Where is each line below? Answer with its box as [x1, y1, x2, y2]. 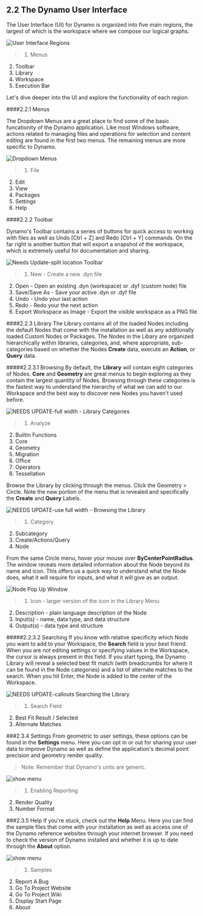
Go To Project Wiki [15, 891, 62, 898]
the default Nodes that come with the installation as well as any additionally [6, 326, 195, 333]
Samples [30, 866, 53, 873]
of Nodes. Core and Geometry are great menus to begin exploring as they [6, 370, 192, 377]
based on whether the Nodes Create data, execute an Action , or [34, 345, 196, 352]
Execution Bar [15, 82, 50, 89]
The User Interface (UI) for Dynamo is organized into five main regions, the [6, 21, 193, 28]
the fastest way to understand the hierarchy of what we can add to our [6, 383, 183, 390]
